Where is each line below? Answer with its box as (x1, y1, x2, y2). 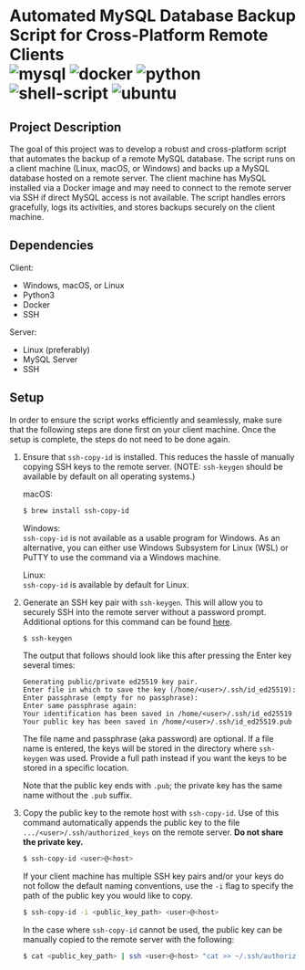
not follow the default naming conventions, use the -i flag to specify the (22, 881, 294, 892)
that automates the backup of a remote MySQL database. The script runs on (9, 153, 296, 164)
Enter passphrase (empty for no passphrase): (22, 694, 198, 703)
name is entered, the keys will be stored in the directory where (22, 743, 258, 754)
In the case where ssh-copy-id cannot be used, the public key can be (22, 924, 283, 935)
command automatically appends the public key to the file (22, 818, 240, 829)
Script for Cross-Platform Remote (9, 25, 269, 46)
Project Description (9, 120, 122, 135)
